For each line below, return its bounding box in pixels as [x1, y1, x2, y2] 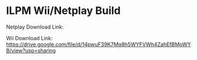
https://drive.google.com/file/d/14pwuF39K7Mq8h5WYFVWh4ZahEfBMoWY [6, 41, 191, 48]
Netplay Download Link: [6, 23, 64, 30]
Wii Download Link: [6, 34, 53, 41]
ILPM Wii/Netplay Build [6, 4, 121, 17]
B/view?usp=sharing [6, 47, 56, 54]
